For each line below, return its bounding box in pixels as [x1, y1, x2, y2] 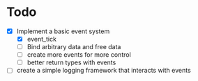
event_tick [26, 35, 57, 43]
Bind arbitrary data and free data [26, 43, 121, 51]
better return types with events [26, 58, 116, 66]
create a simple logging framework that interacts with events [16, 66, 191, 75]
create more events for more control [26, 51, 132, 59]
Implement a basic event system [16, 27, 110, 35]
